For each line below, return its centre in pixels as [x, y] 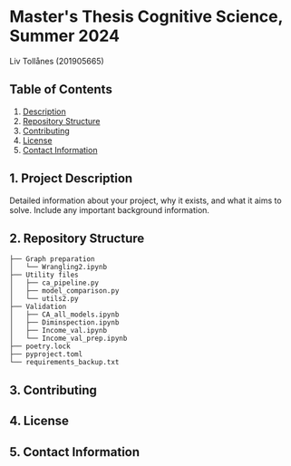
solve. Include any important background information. [110, 209]
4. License [39, 421]
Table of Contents [61, 89]
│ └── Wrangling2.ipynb [58, 267]
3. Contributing [53, 390]
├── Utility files [44, 275]
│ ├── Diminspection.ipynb [64, 323]
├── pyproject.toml [46, 354]
